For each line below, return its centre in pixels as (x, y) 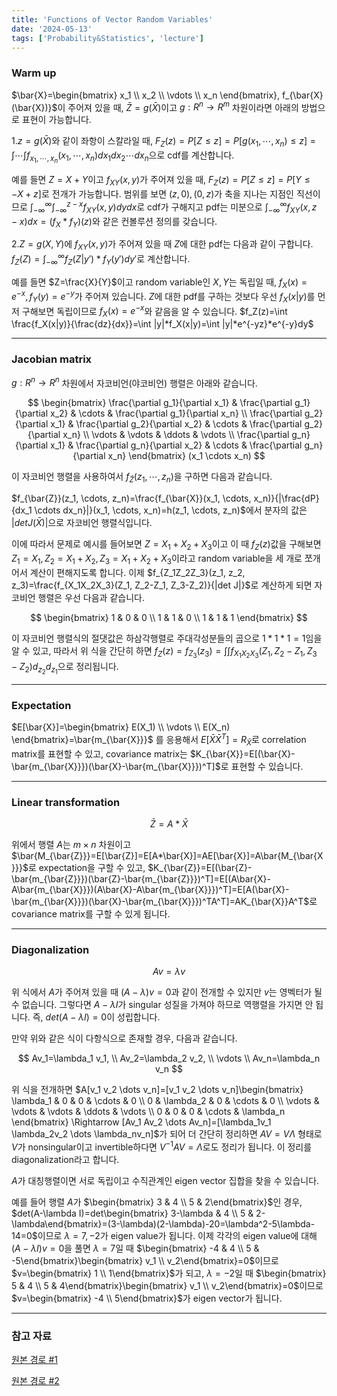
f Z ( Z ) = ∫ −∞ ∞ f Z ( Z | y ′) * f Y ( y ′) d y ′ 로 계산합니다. (101, 259)
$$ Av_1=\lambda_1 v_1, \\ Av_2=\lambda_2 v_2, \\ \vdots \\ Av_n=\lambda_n (169, 1058)
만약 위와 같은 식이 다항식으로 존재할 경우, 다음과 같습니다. (124, 1038)
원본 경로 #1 (34, 1360)
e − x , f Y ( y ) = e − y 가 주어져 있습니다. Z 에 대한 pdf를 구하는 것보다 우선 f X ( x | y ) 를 (163, 297)
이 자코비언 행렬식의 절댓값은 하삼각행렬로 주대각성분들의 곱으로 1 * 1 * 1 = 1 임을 (167, 638)
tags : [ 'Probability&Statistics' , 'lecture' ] (107, 38)
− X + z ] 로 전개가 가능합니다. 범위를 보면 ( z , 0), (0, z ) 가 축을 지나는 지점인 (152, 194)
